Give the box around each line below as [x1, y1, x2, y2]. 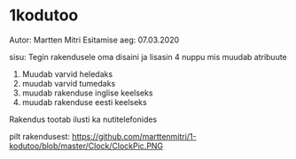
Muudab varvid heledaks [21, 68, 113, 79]
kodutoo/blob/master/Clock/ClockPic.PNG [9, 140, 164, 151]
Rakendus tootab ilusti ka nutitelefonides [9, 114, 158, 125]
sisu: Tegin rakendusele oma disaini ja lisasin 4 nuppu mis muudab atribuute [9, 51, 288, 62]
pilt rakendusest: [9, 131, 71, 141]
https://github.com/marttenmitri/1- [72, 131, 197, 141]
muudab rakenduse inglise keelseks [21, 87, 153, 98]
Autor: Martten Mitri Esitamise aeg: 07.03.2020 [9, 34, 180, 45]
